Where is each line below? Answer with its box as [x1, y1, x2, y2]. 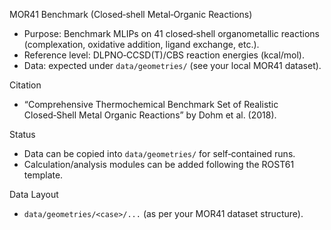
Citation [9, 79, 42, 91]
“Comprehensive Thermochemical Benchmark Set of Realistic [23, 99, 279, 110]
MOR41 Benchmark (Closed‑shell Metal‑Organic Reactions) [9, 9, 253, 20]
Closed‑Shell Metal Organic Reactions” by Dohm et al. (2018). [23, 109, 277, 121]
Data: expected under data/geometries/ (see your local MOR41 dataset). [23, 60, 322, 71]
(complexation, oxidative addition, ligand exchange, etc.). [23, 39, 260, 50]
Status [9, 129, 36, 140]
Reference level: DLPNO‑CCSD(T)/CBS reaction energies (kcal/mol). [23, 49, 306, 61]
